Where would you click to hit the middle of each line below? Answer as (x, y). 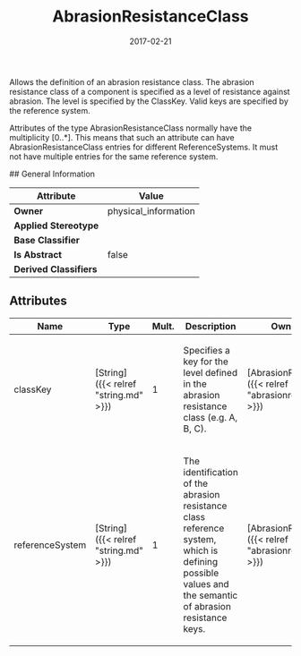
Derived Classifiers (56, 268)
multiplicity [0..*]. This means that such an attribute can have (122, 137)
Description (211, 326)
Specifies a (206, 350)
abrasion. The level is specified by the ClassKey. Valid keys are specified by (149, 101)
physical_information (151, 210)
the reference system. (50, 110)
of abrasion (207, 606)
